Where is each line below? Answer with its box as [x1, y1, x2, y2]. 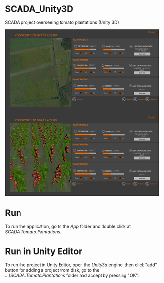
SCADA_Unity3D [5, 3, 73, 15]
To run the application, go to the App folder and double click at [5, 223, 131, 229]
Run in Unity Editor [5, 246, 82, 257]
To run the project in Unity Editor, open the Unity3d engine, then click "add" [5, 262, 157, 268]
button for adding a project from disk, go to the [5, 267, 100, 273]
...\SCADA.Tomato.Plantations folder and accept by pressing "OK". [5, 272, 139, 278]
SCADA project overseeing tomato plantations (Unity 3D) [5, 20, 119, 25]
